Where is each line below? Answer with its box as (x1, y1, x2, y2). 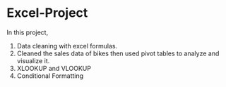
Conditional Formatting (16, 72, 84, 80)
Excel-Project (6, 5, 88, 21)
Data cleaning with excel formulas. (16, 41, 118, 50)
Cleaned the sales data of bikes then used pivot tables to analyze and (16, 49, 220, 58)
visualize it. (16, 56, 50, 65)
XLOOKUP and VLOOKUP (16, 64, 91, 72)
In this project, (6, 28, 49, 36)
